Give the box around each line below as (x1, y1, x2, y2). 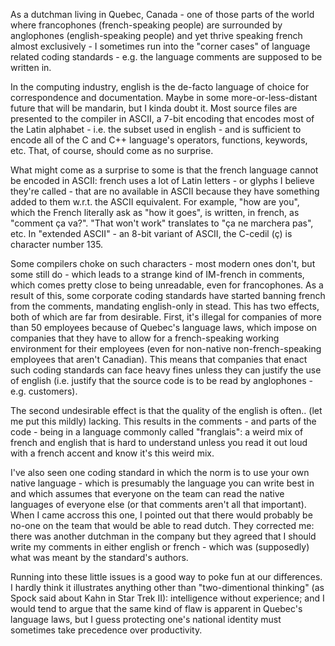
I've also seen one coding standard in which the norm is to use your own (10, 467, 310, 478)
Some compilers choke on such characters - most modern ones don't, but (10, 258, 316, 269)
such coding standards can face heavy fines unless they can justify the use (10, 364, 322, 376)
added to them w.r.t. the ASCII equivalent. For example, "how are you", (10, 196, 300, 208)
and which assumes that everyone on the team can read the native (10, 488, 285, 499)
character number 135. (10, 239, 104, 250)
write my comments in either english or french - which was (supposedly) (10, 541, 310, 553)
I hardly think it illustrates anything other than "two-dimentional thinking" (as (10, 582, 325, 593)
